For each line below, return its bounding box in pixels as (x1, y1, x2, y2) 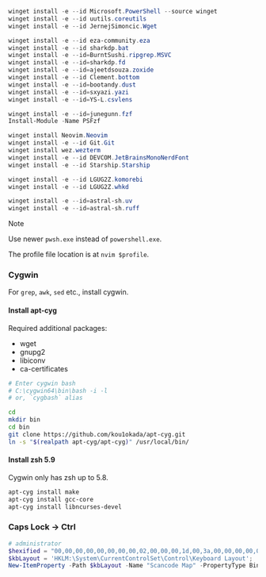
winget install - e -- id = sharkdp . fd (8, 59, 126, 67)
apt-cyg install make (8, 488, 80, 496)
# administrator (8, 540, 62, 548)
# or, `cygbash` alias (8, 394, 83, 402)
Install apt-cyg (8, 306, 58, 315)
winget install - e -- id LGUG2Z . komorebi (8, 175, 144, 183)
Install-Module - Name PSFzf (8, 117, 101, 125)
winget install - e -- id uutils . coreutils (8, 14, 147, 23)
